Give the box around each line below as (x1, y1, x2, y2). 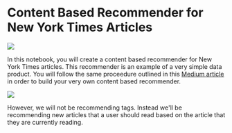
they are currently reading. (7, 118, 83, 126)
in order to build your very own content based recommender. (7, 77, 181, 85)
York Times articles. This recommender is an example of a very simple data (7, 62, 222, 70)
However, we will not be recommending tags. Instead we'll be (7, 103, 182, 112)
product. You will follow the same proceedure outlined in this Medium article (7, 70, 224, 78)
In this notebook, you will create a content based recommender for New (7, 55, 213, 63)
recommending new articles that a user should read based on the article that (7, 110, 226, 119)
